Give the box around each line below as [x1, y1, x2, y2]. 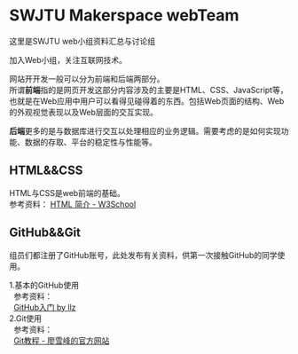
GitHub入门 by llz [12, 302, 77, 312]
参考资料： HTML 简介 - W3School [9, 199, 137, 209]
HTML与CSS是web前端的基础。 [9, 187, 126, 198]
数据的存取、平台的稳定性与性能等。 [24, 137, 157, 147]
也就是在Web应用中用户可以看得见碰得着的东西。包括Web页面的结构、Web [9, 95, 285, 106]
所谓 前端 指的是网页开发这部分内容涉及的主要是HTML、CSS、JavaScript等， [9, 84, 288, 95]
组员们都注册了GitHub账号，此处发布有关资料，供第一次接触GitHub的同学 [9, 249, 278, 260]
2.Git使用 [9, 312, 43, 324]
